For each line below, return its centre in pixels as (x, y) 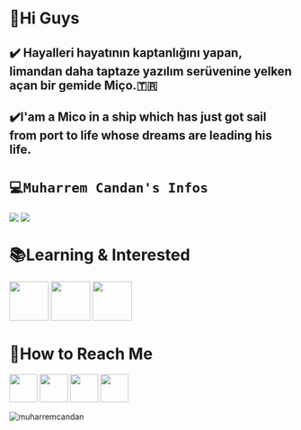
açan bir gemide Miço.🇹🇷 (84, 85)
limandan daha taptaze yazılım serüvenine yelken (150, 71)
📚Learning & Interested (100, 255)
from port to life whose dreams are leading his (141, 135)
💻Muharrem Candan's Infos (109, 188)
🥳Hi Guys (44, 18)
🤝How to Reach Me (81, 354)
